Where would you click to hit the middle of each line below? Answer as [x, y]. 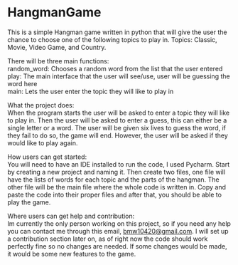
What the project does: [41, 105]
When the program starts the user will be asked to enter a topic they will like [119, 113]
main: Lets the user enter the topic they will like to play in [91, 91]
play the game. [29, 202]
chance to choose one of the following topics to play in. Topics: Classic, [113, 39]
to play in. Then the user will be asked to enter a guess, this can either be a [117, 120]
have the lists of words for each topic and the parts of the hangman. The [113, 180]
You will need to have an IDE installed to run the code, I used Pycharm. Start [119, 164]
